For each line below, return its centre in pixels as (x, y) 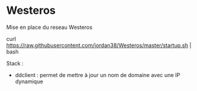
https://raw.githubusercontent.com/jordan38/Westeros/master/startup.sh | (99, 45)
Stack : (15, 63)
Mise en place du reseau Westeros (49, 27)
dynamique (29, 81)
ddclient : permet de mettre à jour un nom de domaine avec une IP (97, 75)
